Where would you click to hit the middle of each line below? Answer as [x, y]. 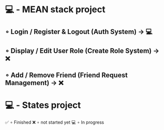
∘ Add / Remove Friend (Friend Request [66, 75]
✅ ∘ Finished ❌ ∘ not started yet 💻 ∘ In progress [55, 122]
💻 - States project [43, 105]
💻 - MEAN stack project [55, 10]
